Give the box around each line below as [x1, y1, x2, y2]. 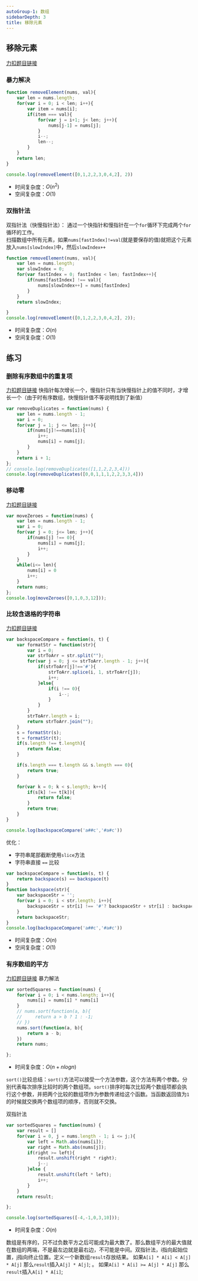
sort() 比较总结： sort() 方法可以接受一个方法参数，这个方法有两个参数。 [6, 1076, 183, 1083]
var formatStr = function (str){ [16, 642, 96, 648]
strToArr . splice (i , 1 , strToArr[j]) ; [48, 669, 141, 675]
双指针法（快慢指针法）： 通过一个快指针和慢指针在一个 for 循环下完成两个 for [6, 221, 192, 228]
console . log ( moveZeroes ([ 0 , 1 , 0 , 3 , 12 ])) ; [6, 595, 107, 601]
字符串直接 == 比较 [14, 859, 60, 866]
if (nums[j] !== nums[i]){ [27, 428, 85, 433]
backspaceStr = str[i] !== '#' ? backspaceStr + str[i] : [27, 903, 170, 909]
